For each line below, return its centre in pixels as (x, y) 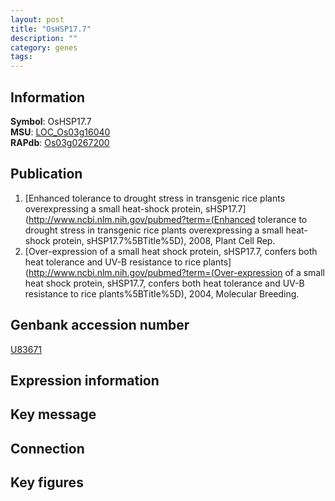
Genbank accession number (100, 325)
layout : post (37, 19)
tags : (21, 57)
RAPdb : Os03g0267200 (60, 142)
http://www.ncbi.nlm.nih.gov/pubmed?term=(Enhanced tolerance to (168, 219)
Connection (47, 448)
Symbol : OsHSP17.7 (51, 121)
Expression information (85, 380)
